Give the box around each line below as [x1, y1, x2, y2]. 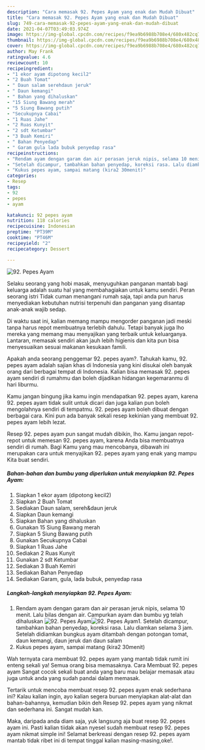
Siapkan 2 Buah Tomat [15, 498, 72, 505]
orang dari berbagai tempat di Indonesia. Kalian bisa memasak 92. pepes [7, 368, 190, 375]
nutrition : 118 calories [7, 218, 70, 224]
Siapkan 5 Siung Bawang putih [15, 530, 93, 538]
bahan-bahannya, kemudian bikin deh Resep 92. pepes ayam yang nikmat [7, 700, 193, 707]
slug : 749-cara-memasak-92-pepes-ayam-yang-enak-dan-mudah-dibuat [7, 20, 179, 26]
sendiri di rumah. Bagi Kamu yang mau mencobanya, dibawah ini [7, 443, 170, 450]
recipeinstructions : [7, 150, 60, 156]
